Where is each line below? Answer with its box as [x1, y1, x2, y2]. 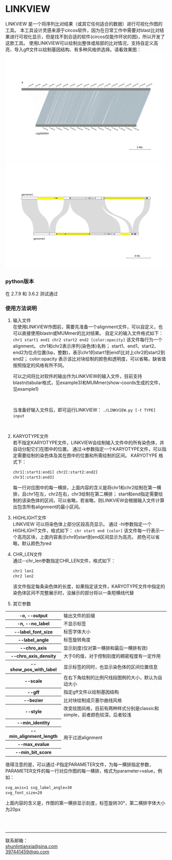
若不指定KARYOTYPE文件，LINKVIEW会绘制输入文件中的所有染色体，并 [12, 439, 165, 446]
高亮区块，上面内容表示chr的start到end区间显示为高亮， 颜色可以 [17, 533, 156, 540]
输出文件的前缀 [63, 612, 96, 619]
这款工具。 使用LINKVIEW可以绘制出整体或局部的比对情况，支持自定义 [5, 40, 154, 46]
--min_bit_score [15, 749, 52, 755]
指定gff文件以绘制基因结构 [63, 689, 119, 695]
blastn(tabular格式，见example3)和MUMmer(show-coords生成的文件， [12, 379, 163, 386]
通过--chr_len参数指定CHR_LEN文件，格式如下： [12, 558, 116, 564]
